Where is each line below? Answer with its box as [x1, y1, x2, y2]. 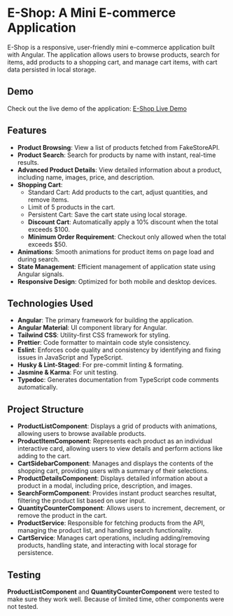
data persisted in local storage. [7, 65, 97, 74]
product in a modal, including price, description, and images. [17, 481, 193, 490]
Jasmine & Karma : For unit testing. [17, 368, 119, 376]
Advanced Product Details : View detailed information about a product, [17, 165, 223, 174]
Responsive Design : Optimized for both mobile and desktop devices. [17, 277, 217, 285]
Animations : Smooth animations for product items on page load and [17, 247, 215, 256]
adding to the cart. [17, 452, 71, 460]
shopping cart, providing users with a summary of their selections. [17, 467, 209, 475]
